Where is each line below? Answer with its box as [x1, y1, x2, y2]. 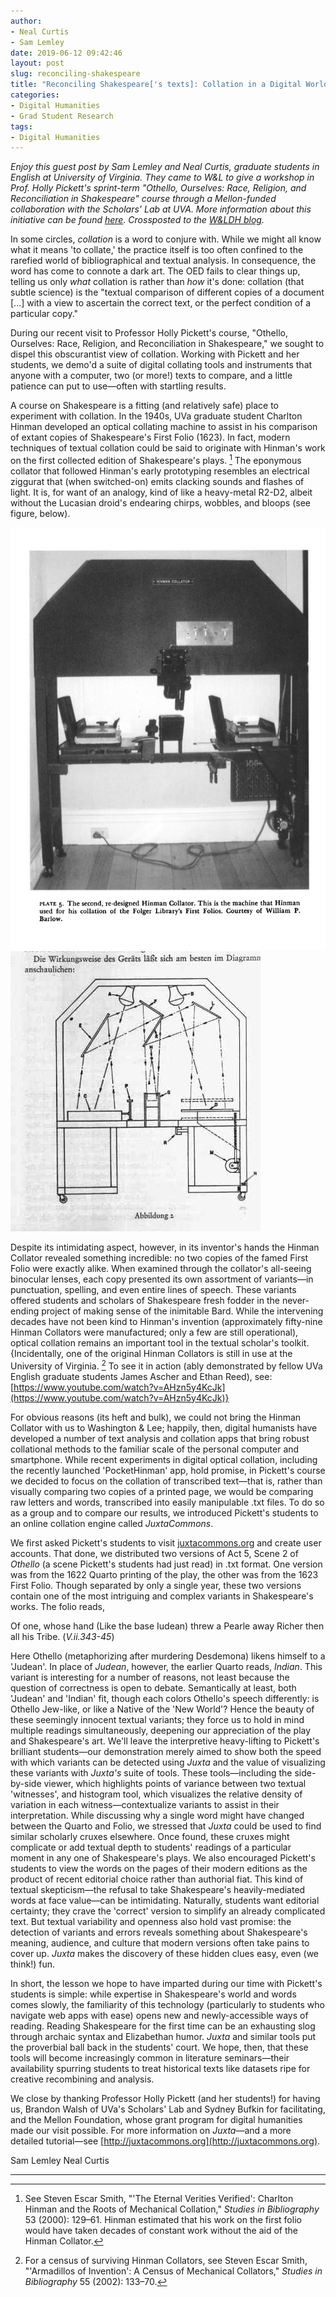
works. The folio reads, [10, 1600, 106, 1612]
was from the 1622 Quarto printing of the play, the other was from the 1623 [10, 1568, 319, 1580]
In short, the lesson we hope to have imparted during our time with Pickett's [10, 1977, 323, 1989]
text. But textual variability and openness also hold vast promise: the [10, 1915, 292, 1927]
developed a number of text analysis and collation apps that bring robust [10, 1432, 310, 1444]
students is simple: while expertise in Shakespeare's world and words [10, 1988, 297, 2000]
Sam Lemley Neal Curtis [10, 2154, 110, 2166]
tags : [10, 121, 33, 132]
